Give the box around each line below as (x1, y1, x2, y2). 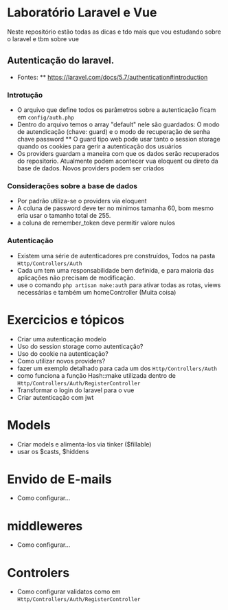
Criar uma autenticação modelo (16, 335, 106, 343)
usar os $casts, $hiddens (16, 447, 89, 455)
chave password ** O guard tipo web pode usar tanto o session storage (16, 135, 221, 144)
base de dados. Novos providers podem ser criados (16, 164, 165, 172)
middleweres (7, 518, 83, 534)
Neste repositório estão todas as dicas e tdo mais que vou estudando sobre (7, 27, 222, 36)
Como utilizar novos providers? (16, 357, 106, 365)
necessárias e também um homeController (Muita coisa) (16, 288, 176, 296)
